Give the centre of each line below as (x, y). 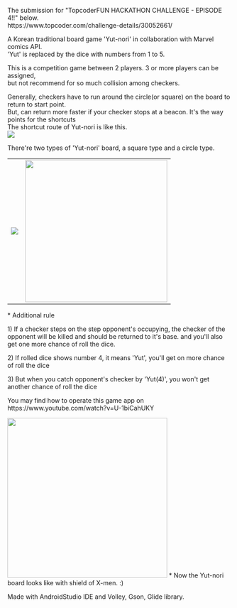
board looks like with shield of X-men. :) (66, 583)
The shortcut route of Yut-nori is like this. (67, 127)
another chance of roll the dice (53, 387)
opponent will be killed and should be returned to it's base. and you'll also (115, 336)
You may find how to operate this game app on (76, 400)
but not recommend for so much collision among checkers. (94, 83)
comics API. (25, 47)
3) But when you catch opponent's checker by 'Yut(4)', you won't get (109, 379)
